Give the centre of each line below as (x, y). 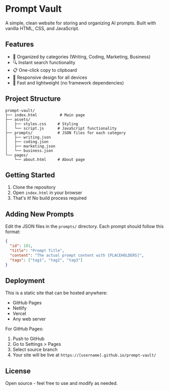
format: (13, 232)
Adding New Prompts (40, 214)
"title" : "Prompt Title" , (37, 250)
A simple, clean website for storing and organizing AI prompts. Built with (81, 23)
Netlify (20, 308)
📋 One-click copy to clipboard (45, 70)
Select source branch (35, 350)
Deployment (25, 281)
